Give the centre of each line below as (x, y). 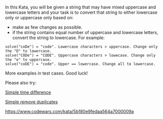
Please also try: (21, 83)
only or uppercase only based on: (39, 18)
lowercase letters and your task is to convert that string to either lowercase (81, 12)
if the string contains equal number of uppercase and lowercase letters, (85, 32)
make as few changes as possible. (47, 27)
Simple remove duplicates (32, 102)
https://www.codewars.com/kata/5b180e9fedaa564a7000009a (70, 111)
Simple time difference (28, 92)
